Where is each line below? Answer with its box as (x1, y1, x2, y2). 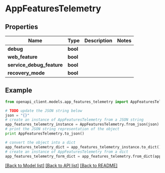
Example (5, 86, 32, 95)
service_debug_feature (7, 62, 63, 68)
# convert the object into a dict (5, 140, 76, 145)
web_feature (7, 54, 38, 60)
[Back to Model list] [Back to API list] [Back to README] (5, 163, 118, 169)
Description (84, 37, 112, 44)
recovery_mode (7, 69, 45, 76)
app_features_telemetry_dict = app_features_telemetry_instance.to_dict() (5, 144, 162, 149)
